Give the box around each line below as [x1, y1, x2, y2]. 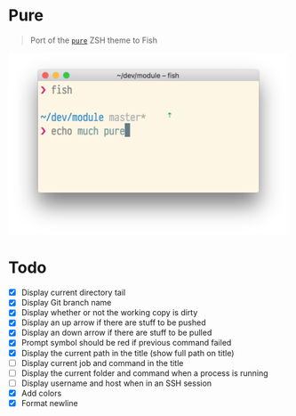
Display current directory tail [20, 287, 126, 298]
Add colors [20, 387, 62, 398]
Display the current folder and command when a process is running [20, 367, 268, 379]
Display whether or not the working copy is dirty [20, 307, 198, 318]
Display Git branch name [20, 298, 112, 308]
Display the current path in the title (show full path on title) [20, 347, 235, 358]
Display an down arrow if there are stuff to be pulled [20, 327, 212, 339]
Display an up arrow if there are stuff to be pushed [20, 317, 206, 328]
